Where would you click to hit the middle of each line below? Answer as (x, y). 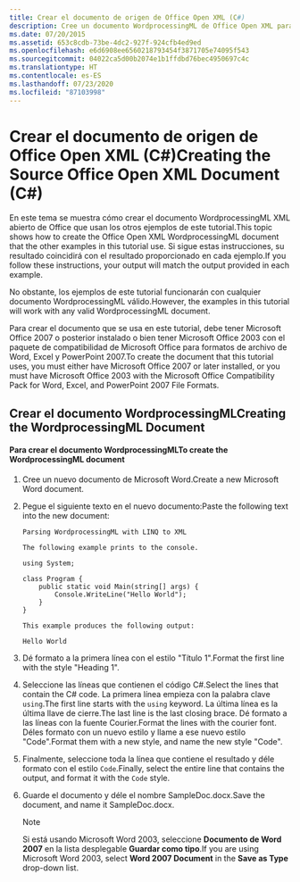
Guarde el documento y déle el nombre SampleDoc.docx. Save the (143, 795)
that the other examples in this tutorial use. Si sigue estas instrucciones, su (147, 246)
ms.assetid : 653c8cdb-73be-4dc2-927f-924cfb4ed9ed (105, 42)
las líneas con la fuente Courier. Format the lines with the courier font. (149, 723)
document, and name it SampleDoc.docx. (98, 805)
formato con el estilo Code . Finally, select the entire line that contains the (153, 769)
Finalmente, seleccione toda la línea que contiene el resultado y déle (148, 759)
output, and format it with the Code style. (96, 778)
